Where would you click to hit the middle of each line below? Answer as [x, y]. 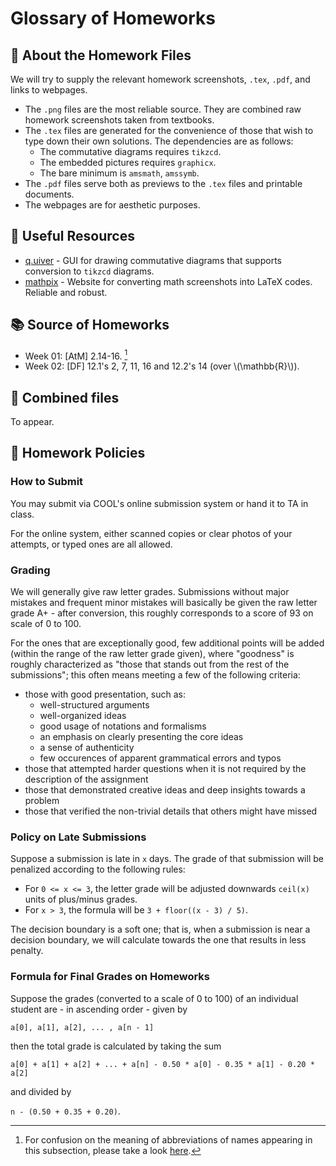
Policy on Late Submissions [78, 837]
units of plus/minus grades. [81, 899]
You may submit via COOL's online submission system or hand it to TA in [159, 503]
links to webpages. [49, 90]
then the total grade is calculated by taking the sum [116, 1046]
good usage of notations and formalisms [123, 726]
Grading [30, 570]
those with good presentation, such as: [105, 694]
